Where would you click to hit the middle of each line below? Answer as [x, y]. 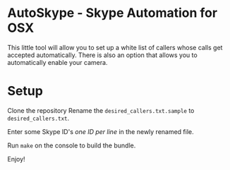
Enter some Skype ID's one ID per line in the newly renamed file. [101, 131]
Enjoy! [17, 159]
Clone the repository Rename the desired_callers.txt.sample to [101, 110]
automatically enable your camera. [57, 62]
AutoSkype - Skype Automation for [112, 13]
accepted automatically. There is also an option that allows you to [102, 55]
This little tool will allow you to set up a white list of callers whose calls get [115, 47]
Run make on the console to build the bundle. [72, 145]
